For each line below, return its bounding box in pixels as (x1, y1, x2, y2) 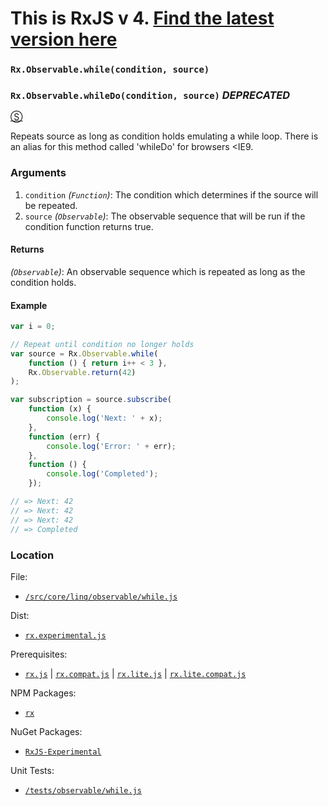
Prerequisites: (10, 648, 68, 660)
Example (10, 299, 48, 311)
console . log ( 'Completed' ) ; (46, 469, 159, 479)
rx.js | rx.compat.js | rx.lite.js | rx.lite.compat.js (24, 667, 247, 679)
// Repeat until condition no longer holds (10, 339, 195, 349)
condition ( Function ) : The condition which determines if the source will (24, 188, 319, 201)
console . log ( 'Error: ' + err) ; (46, 441, 177, 451)
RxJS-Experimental (24, 747, 102, 757)
